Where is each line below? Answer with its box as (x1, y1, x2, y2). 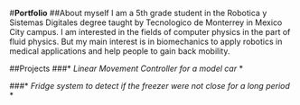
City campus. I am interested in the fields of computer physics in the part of (9, 27, 291, 37)
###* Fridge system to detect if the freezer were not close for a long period (9, 81, 291, 91)
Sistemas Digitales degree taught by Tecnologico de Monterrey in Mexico (9, 17, 283, 28)
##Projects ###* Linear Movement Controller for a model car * (9, 63, 244, 74)
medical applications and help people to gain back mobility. (9, 46, 230, 57)
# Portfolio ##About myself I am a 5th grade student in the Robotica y (9, 8, 267, 18)
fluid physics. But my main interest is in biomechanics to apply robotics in (9, 36, 283, 47)
